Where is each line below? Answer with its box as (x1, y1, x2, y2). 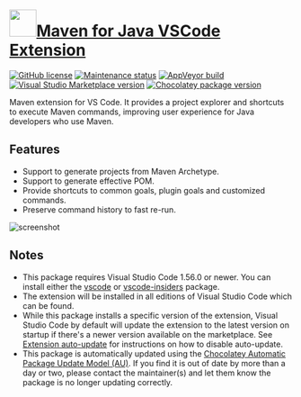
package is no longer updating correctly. (22, 376, 173, 387)
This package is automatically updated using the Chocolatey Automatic (22, 347, 286, 359)
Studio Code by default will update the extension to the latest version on (22, 320, 290, 330)
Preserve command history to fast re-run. (22, 203, 177, 215)
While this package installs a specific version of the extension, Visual (22, 310, 279, 320)
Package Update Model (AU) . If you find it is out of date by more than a (22, 357, 286, 368)
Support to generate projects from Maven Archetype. (22, 166, 220, 176)
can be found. (22, 300, 75, 311)
